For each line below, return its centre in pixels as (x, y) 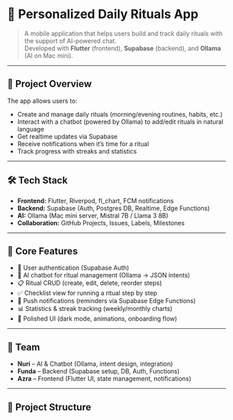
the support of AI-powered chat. (70, 40)
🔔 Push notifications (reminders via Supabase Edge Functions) (106, 301)
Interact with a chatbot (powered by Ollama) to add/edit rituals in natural (120, 122)
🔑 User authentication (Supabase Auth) (73, 268)
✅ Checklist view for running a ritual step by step (87, 293)
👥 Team (24, 347)
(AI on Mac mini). (49, 56)
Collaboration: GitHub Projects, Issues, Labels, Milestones (101, 223)
